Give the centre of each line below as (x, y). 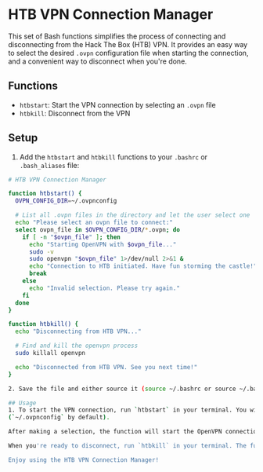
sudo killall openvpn (50, 353)
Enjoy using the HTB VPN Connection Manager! (83, 460)
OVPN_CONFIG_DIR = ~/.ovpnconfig (66, 201)
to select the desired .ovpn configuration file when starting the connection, (128, 53)
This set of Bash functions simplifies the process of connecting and (117, 36)
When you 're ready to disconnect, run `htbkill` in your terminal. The (127, 446)
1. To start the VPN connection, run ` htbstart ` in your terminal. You (127, 410)
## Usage (22, 403)
